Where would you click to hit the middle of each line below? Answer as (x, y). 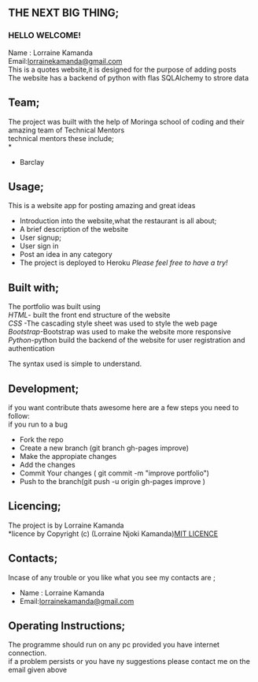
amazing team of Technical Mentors (66, 130)
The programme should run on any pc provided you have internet (114, 645)
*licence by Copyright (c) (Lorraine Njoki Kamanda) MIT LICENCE (113, 533)
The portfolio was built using (54, 307)
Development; (44, 388)
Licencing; (35, 507)
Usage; (26, 186)
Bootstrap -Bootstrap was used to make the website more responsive (120, 332)
